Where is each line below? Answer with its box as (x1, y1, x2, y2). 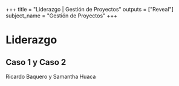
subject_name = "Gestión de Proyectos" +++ (5, 12, 118, 19)
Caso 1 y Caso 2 (5, 57, 67, 67)
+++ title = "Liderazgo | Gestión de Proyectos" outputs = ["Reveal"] (5, 6, 174, 13)
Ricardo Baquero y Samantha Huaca (5, 73, 96, 80)
